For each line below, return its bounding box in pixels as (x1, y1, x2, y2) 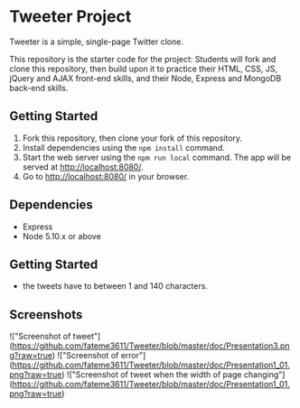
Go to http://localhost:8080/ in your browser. (22, 171, 190, 181)
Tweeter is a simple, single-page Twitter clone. (9, 36, 183, 47)
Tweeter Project (9, 6, 132, 27)
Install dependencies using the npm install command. (22, 142, 226, 153)
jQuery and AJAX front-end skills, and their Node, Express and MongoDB (9, 72, 282, 83)
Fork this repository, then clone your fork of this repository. (22, 133, 242, 144)
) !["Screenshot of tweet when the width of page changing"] (61, 369, 286, 380)
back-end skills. (9, 82, 69, 93)
